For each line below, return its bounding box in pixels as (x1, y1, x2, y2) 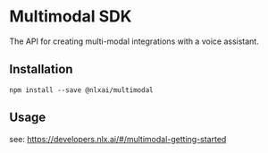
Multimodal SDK (9, 6, 132, 27)
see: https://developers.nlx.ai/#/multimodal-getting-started (9, 133, 227, 144)
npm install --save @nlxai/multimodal (9, 85, 154, 95)
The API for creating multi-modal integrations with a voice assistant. (9, 36, 259, 47)
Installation (9, 62, 73, 77)
